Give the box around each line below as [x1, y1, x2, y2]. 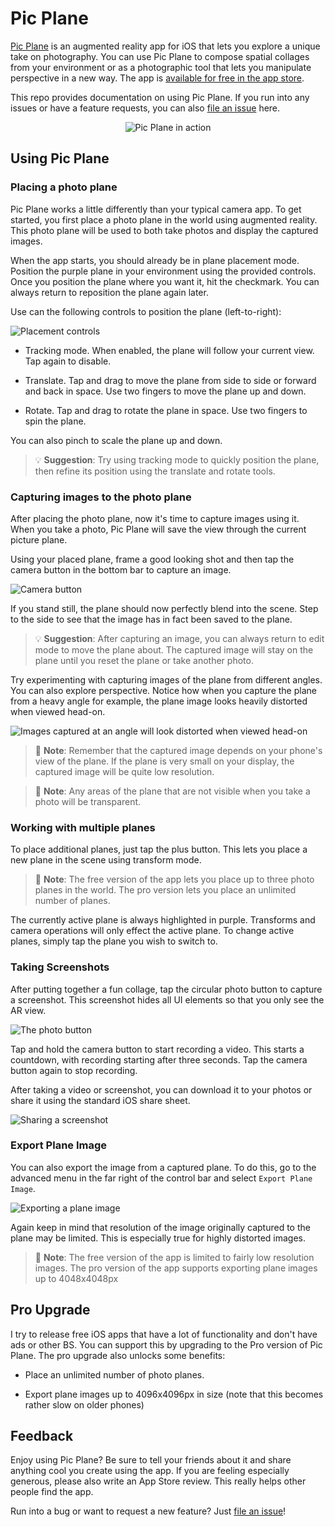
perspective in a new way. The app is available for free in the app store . [10, 72, 305, 84]
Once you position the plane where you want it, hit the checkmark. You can [10, 275, 320, 287]
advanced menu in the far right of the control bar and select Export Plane [10, 1172, 313, 1184]
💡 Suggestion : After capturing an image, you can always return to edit [34, 632, 325, 644]
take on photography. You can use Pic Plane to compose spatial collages [10, 50, 310, 62]
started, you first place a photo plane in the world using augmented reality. [10, 213, 318, 226]
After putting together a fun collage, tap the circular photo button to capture [10, 983, 323, 995]
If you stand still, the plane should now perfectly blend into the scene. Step [10, 602, 319, 614]
